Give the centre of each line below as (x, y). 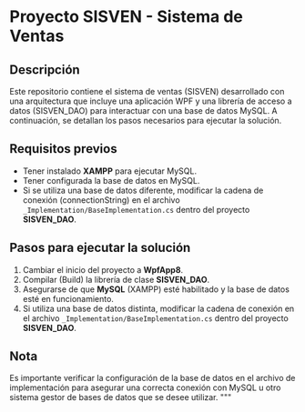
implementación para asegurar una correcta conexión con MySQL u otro (145, 387)
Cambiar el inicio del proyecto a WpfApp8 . (103, 269)
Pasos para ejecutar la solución (100, 248)
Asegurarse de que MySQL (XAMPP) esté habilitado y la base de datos (156, 289)
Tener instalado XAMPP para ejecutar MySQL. (110, 171)
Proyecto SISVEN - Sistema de (126, 17)
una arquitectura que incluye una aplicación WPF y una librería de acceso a (151, 101)
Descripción (45, 70)
